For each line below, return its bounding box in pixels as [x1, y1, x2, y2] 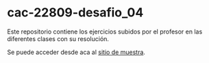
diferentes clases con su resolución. [7, 34, 110, 42]
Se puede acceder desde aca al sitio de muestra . [7, 48, 146, 56]
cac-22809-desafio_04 [7, 5, 144, 21]
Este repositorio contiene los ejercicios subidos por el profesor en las [7, 27, 203, 36]
